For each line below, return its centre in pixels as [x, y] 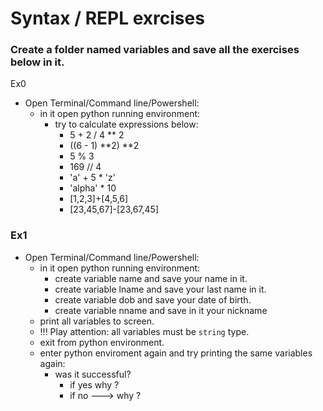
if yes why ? [94, 384]
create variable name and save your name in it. [151, 278]
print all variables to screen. [97, 321]
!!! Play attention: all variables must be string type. [144, 331]
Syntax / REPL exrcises [107, 18]
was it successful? [93, 374]
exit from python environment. [102, 342]
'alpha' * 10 [93, 188]
